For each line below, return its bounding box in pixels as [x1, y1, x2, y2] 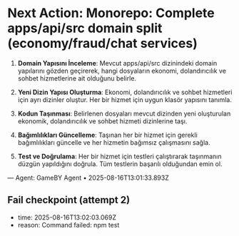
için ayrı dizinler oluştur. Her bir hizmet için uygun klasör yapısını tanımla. [17, 95, 232, 104]
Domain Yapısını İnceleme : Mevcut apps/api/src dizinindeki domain [17, 58, 218, 67]
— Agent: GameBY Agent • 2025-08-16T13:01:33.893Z [7, 173, 169, 182]
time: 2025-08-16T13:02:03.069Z [17, 212, 116, 222]
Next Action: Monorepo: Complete [7, 5, 215, 21]
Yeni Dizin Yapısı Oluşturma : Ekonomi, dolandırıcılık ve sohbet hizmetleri [17, 88, 233, 96]
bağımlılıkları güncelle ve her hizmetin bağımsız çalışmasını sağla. [17, 138, 210, 147]
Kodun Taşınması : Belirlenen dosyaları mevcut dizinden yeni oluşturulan [17, 109, 231, 118]
